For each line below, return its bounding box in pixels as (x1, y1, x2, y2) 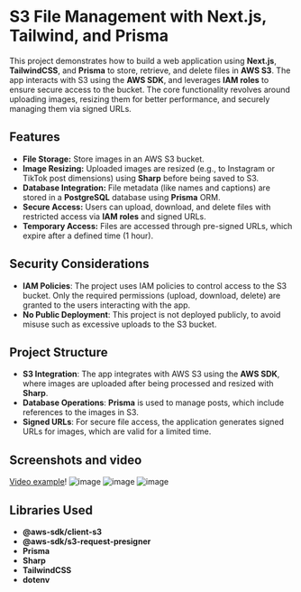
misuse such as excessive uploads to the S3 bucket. (22, 319, 217, 329)
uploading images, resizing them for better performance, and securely (9, 93, 270, 105)
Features (9, 129, 60, 145)
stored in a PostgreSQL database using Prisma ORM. (22, 191, 221, 202)
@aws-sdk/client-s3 (22, 526, 102, 537)
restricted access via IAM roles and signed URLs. (22, 210, 206, 222)
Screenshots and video (9, 452, 142, 467)
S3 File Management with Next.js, (9, 6, 268, 27)
